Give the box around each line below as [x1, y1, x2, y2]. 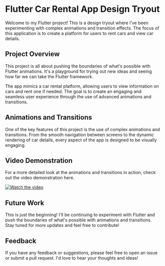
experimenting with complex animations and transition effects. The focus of [5, 25, 160, 31]
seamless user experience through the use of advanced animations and [5, 93, 152, 99]
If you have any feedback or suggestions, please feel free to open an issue [5, 250, 158, 256]
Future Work [5, 199, 45, 207]
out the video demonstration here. [5, 175, 75, 181]
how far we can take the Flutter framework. [5, 73, 93, 80]
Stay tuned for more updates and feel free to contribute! [5, 222, 120, 228]
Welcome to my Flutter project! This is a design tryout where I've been [5, 20, 149, 26]
